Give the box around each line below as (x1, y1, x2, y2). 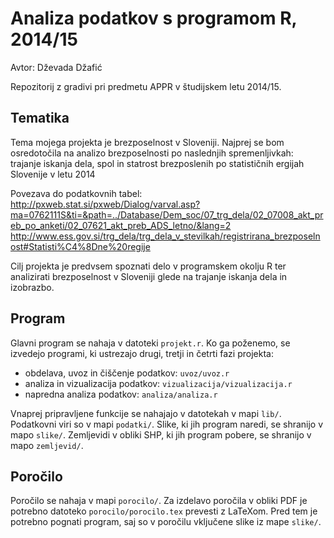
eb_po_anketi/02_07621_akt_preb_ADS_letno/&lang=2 (10, 219, 232, 231)
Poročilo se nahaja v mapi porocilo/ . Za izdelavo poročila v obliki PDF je (10, 495, 308, 507)
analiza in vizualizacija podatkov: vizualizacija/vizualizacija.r (24, 377, 293, 389)
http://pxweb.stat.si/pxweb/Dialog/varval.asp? (10, 198, 201, 210)
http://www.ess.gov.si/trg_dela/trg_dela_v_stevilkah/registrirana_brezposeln (10, 230, 321, 242)
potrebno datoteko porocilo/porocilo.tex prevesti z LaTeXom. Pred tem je (10, 505, 318, 517)
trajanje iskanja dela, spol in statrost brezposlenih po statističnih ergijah (10, 157, 305, 169)
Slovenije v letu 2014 (10, 168, 96, 180)
